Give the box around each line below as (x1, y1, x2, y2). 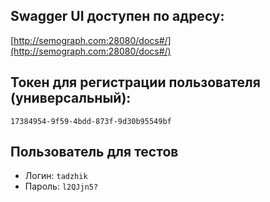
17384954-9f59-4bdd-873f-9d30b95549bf (10, 116, 172, 126)
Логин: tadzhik (24, 170, 88, 182)
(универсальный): (10, 90, 132, 107)
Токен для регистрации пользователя (10, 74, 261, 91)
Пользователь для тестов (10, 144, 179, 161)
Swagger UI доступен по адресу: (10, 8, 225, 25)
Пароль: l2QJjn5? (24, 180, 99, 193)
